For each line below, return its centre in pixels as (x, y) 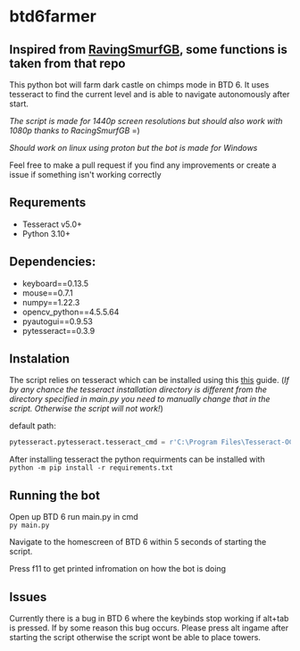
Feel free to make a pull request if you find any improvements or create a (143, 165)
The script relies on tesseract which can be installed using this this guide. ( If (150, 380)
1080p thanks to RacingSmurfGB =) (75, 130)
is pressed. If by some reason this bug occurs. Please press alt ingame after (149, 628)
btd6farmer (53, 17)
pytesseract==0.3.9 (58, 330)
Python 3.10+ (46, 233)
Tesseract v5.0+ (52, 224)
